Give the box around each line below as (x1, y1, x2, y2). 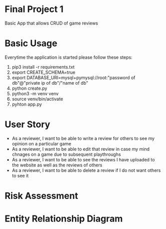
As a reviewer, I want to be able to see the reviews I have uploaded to (11, 156, 155, 162)
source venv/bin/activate (11, 96, 63, 102)
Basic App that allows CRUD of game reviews (4, 20, 98, 26)
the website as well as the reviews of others (11, 162, 102, 168)
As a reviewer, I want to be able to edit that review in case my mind (11, 146, 150, 152)
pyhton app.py (11, 101, 42, 107)
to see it (11, 172, 29, 178)
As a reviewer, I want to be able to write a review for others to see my (11, 135, 155, 141)
